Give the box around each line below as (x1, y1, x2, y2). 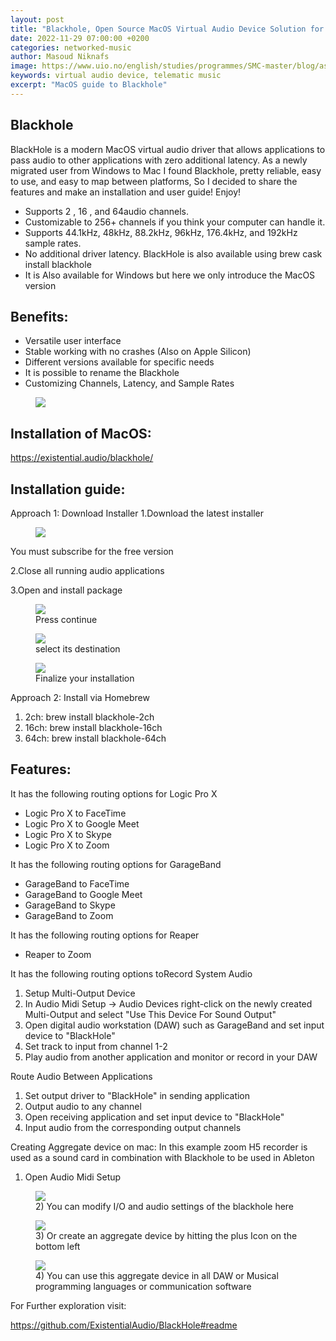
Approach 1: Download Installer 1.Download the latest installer (10, 507, 264, 519)
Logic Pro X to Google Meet (24, 817, 140, 830)
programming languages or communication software (35, 1280, 252, 1292)
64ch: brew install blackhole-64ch (24, 732, 167, 744)
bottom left (35, 1240, 81, 1252)
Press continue (35, 614, 98, 625)
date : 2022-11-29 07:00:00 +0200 (10, 33, 150, 43)
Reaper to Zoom (24, 948, 92, 960)
